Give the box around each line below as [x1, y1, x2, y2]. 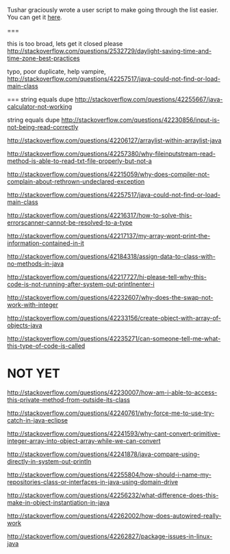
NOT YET [7, 366, 60, 381]
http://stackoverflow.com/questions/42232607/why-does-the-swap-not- [7, 294, 214, 301]
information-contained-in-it [7, 239, 84, 247]
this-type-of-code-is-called [7, 342, 86, 350]
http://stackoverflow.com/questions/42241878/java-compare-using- [7, 450, 200, 458]
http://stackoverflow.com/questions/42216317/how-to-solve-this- [7, 212, 193, 219]
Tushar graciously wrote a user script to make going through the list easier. [7, 6, 219, 14]
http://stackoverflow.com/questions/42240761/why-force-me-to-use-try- [7, 409, 215, 417]
